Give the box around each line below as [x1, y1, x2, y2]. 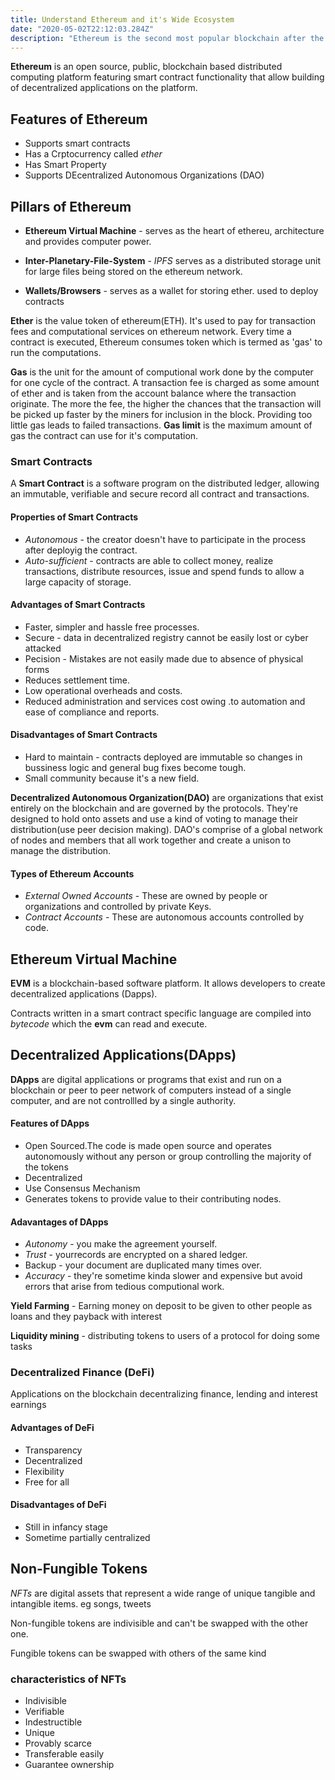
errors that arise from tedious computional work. [24, 1281, 225, 1293]
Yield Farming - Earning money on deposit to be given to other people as [10, 1300, 313, 1312]
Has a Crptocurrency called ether [24, 148, 163, 160]
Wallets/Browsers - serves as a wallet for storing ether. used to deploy [24, 285, 319, 296]
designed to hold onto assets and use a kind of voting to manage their [10, 812, 299, 825]
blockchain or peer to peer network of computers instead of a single [10, 1084, 292, 1096]
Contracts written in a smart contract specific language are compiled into [10, 1007, 312, 1019]
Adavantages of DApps [10, 1216, 109, 1228]
